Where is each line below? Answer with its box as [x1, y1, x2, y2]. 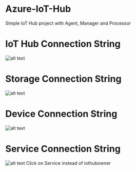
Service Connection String [5, 143, 121, 155]
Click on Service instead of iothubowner [26, 160, 111, 166]
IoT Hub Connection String [5, 38, 121, 50]
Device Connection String [5, 108, 118, 120]
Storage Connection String [5, 73, 122, 85]
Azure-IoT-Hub [5, 3, 71, 15]
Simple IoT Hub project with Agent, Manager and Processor [5, 20, 131, 26]
